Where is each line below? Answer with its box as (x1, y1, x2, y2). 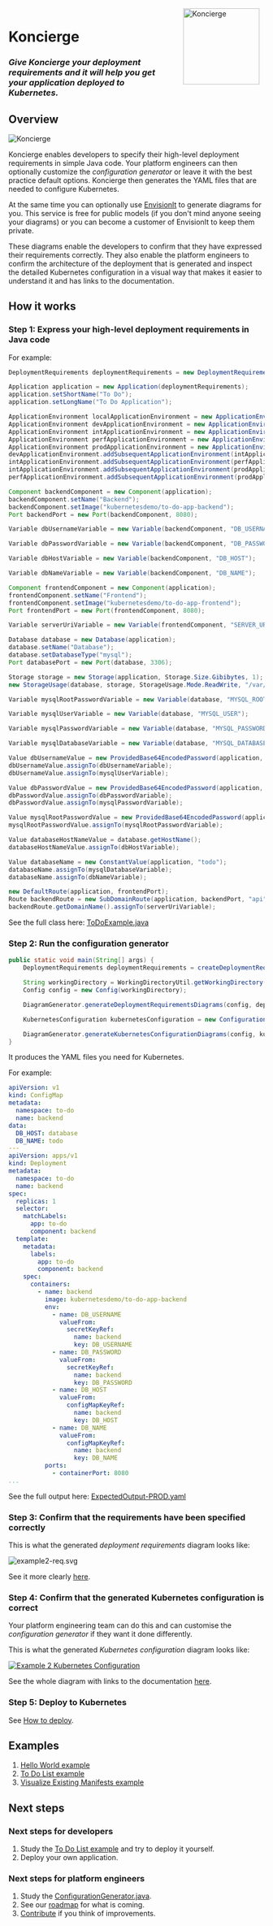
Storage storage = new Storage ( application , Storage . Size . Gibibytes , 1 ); (8, 673, 264, 681)
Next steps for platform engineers (8, 1873, 145, 1885)
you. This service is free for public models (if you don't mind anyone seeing (8, 208, 262, 218)
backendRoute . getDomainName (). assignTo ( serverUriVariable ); (8, 903, 217, 911)
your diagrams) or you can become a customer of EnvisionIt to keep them (8, 217, 255, 227)
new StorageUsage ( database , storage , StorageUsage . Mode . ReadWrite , (8, 680, 242, 689)
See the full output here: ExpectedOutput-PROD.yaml (8, 1491, 187, 1501)
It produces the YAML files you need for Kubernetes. (8, 1052, 184, 1062)
